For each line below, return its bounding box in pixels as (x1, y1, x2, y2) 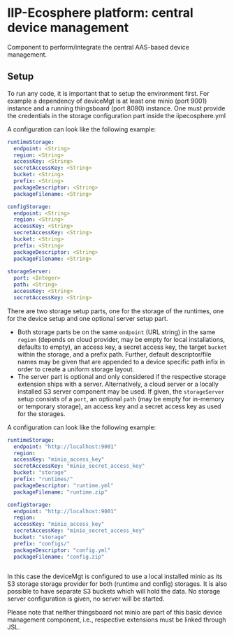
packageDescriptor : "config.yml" (13, 547, 111, 554)
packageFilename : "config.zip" (13, 553, 105, 560)
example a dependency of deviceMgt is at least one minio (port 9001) (7, 96, 207, 105)
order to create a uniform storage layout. (17, 365, 135, 373)
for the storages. (17, 409, 66, 417)
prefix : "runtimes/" (13, 475, 73, 482)
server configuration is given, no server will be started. (7, 594, 165, 603)
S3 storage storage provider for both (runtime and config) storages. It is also (7, 580, 228, 588)
